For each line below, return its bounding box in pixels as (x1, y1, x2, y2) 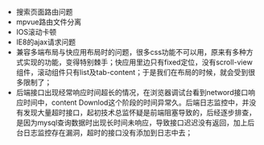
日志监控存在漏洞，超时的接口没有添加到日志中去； (23, 128, 193, 137)
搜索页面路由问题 (15, 7, 73, 16)
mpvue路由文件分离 (15, 17, 82, 27)
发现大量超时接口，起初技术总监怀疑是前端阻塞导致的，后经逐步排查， (23, 108, 256, 117)
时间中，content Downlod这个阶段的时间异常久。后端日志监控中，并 (23, 97, 250, 107)
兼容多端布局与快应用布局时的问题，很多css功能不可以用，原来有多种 (15, 48, 247, 56)
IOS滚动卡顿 (15, 27, 57, 36)
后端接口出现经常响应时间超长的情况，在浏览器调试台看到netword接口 (15, 88, 249, 97)
